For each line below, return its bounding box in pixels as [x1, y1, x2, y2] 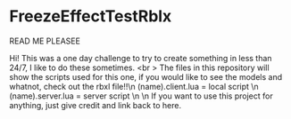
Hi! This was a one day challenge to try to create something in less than [9, 52, 272, 63]
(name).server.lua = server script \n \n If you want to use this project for [9, 91, 274, 101]
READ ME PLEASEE [9, 36, 80, 46]
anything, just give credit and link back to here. [9, 99, 181, 110]
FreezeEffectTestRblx [9, 6, 172, 27]
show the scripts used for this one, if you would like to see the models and [9, 71, 283, 82]
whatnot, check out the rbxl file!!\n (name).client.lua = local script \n [9, 81, 259, 91]
